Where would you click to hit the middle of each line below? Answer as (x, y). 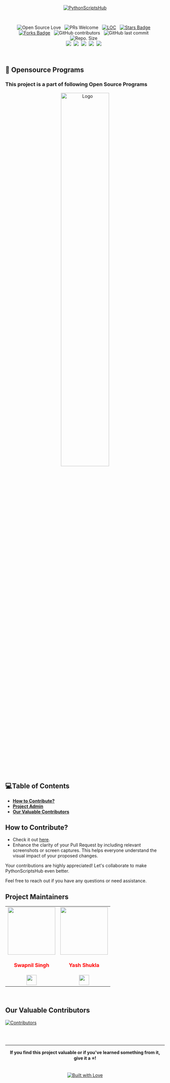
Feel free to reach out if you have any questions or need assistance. (76, 881)
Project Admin (28, 806)
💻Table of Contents (37, 786)
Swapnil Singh (32, 965)
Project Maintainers (37, 897)
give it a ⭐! (85, 1058)
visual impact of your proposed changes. (55, 856)
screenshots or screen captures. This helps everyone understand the (84, 850)
